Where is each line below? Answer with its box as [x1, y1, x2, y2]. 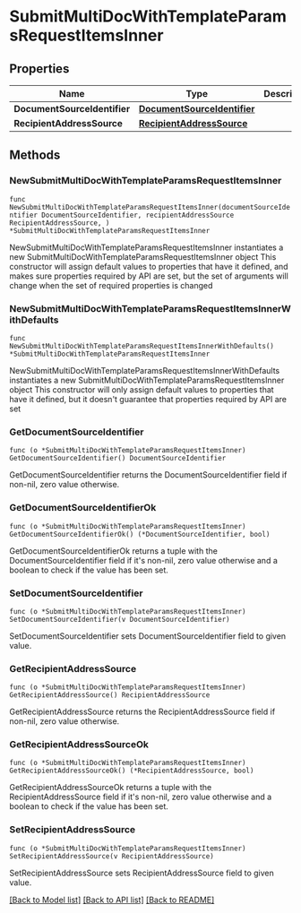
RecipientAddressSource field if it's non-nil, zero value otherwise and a [9, 791, 272, 803]
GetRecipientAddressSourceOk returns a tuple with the [9, 782, 212, 793]
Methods [9, 148, 61, 163]
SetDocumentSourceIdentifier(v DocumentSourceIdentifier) [9, 615, 230, 624]
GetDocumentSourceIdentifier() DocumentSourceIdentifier [9, 454, 227, 463]
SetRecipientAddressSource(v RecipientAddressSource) [9, 851, 215, 861]
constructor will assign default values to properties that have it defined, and [9, 261, 288, 271]
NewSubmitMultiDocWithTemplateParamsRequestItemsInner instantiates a [9, 242, 284, 253]
